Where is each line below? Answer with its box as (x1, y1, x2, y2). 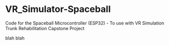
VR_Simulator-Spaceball (5, 3, 111, 15)
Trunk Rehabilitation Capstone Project (5, 25, 85, 31)
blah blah (5, 35, 25, 41)
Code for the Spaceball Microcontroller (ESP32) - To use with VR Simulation (5, 20, 164, 26)
